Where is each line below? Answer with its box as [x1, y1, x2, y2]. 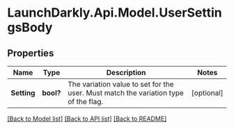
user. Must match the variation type [67, 88, 185, 98]
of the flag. [67, 97, 103, 106]
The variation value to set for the [67, 80, 174, 89]
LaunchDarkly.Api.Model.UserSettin [7, 5, 222, 21]
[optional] [191, 88, 224, 98]
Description [106, 68, 146, 77]
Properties [7, 47, 54, 59]
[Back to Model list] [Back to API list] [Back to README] [7, 114, 167, 123]
